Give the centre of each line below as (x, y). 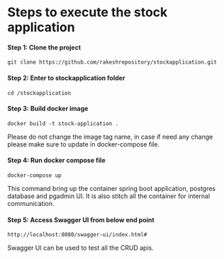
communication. (31, 203)
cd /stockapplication (39, 93)
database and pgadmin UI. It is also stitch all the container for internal (109, 196)
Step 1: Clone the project (44, 47)
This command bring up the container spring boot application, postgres (112, 189)
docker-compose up (34, 175)
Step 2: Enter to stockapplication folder (66, 78)
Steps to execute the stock (88, 12)
